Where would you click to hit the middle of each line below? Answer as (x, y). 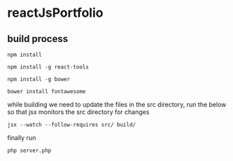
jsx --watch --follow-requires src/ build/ (72, 125)
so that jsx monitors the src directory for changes (78, 112)
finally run (22, 138)
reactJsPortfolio (55, 13)
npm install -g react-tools (48, 67)
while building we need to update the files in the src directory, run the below (117, 104)
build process (38, 39)
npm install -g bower (39, 79)
